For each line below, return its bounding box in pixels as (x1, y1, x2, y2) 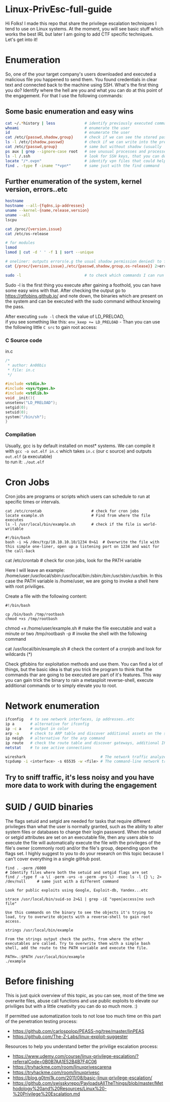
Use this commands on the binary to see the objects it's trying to (5, 910, 153, 915)
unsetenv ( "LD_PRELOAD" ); (5, 400, 58, 405)
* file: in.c (7, 368, 35, 373)
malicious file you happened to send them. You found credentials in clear (5, 76, 157, 82)
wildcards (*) (5, 651, 32, 657)
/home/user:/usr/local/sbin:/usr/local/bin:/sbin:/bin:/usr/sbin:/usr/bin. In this (5, 572, 163, 578)
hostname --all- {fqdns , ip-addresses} (5, 203, 85, 208)
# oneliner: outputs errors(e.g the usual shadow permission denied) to (5, 259, 162, 264)
